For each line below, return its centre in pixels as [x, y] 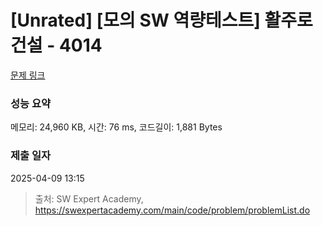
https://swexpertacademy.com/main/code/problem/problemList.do [172, 210]
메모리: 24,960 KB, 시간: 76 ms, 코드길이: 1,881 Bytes [116, 127]
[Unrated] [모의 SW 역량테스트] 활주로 [161, 20]
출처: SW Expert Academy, [89, 198]
